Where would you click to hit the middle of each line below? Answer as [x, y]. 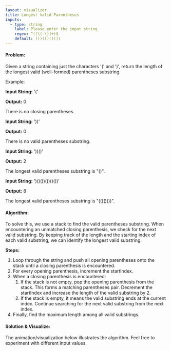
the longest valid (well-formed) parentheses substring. [63, 72]
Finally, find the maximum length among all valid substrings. [76, 315]
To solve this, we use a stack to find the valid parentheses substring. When [85, 224]
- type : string [26, 24]
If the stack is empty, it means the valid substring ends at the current [93, 298]
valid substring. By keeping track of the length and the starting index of [81, 235]
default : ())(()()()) [37, 39]
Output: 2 [16, 161]
